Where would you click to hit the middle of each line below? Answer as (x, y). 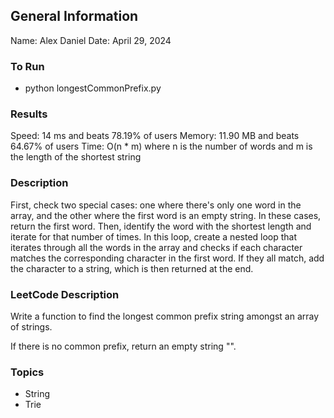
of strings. (31, 327)
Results (29, 114)
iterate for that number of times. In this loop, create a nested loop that (154, 236)
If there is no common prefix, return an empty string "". (123, 346)
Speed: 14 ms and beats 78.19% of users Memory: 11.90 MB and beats (155, 136)
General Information (74, 16)
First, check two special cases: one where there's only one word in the (156, 205)
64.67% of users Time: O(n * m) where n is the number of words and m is (161, 146)
